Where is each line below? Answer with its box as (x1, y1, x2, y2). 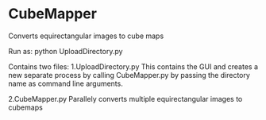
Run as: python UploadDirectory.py (8, 46, 123, 56)
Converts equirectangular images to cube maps (8, 31, 164, 41)
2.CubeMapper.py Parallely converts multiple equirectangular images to (8, 94, 243, 103)
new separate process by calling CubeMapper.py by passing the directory (8, 70, 250, 79)
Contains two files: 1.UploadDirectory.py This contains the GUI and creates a (8, 61, 259, 72)
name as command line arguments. (8, 79, 123, 88)
